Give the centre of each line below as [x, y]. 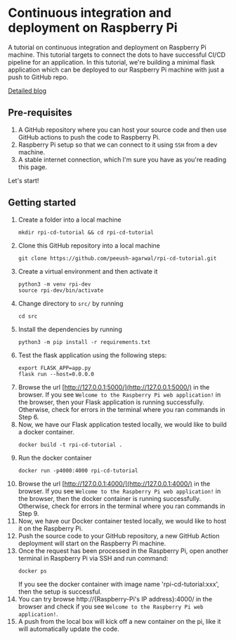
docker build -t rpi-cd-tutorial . [70, 445]
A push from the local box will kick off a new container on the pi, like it [119, 621]
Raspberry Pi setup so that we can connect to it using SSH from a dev [118, 145]
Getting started [42, 202]
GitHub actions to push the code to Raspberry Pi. [89, 137]
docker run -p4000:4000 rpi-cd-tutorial [78, 471]
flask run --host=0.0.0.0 [56, 374]
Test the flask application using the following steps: [92, 355]
